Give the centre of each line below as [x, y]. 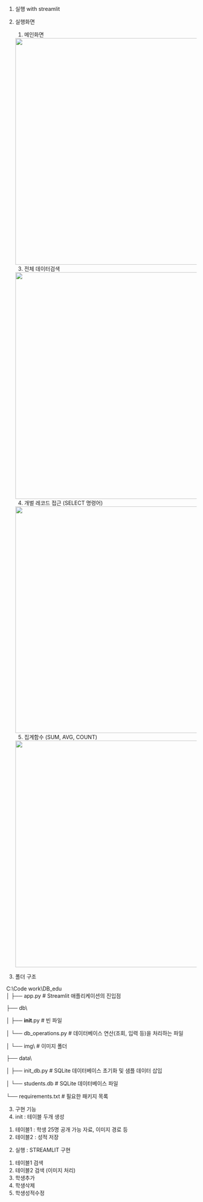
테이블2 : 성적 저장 [37, 1137]
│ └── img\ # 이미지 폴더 [37, 1046]
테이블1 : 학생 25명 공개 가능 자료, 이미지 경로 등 [71, 1129]
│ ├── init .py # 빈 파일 [34, 1020]
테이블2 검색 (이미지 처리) [45, 1170]
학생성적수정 [30, 1193]
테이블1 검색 [29, 1163]
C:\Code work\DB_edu [34, 989]
